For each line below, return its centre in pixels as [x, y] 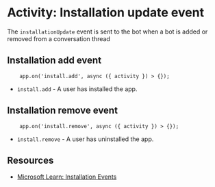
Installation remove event [63, 111]
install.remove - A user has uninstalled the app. [85, 139]
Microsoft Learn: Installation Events [67, 177]
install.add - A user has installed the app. [77, 89]
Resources [30, 160]
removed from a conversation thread [59, 38]
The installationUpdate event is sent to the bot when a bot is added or [107, 32]
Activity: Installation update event [105, 13]
